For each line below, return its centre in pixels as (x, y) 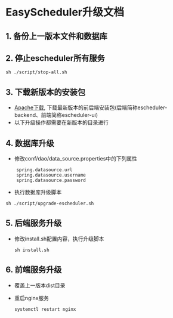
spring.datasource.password (51, 180)
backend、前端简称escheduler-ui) (56, 115)
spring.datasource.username (51, 175)
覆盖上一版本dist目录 (40, 285)
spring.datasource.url (44, 170)
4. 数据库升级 (30, 143)
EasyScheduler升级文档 (65, 12)
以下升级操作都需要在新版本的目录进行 (61, 122)
